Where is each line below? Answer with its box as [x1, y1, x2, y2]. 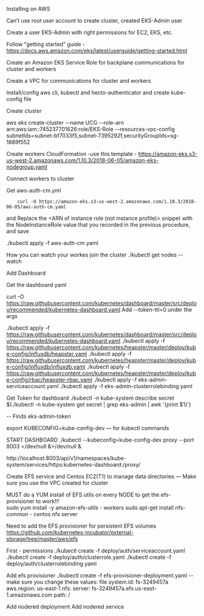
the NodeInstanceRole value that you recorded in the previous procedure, [6, 221, 190, 228]
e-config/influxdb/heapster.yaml [6, 350, 87, 357]
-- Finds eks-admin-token [6, 412, 71, 420]
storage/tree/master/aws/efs [6, 536, 78, 542]
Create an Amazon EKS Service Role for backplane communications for [6, 59, 185, 66]
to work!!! [35, 498, 59, 504]
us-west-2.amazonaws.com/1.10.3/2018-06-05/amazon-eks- [6, 157, 159, 164]
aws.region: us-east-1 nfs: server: [6, 585, 91, 592]
